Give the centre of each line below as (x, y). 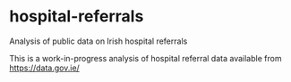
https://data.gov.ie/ (45, 68)
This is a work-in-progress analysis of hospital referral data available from (145, 58)
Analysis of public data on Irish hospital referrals (98, 41)
